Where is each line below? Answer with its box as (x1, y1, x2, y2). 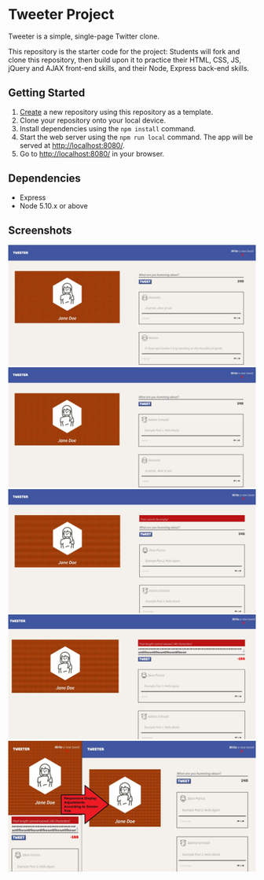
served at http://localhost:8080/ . (19, 140, 125, 150)
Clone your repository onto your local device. (19, 116, 167, 125)
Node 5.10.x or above (19, 201, 88, 210)
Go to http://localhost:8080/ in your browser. (19, 149, 165, 158)
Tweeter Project (8, 6, 115, 24)
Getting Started (8, 87, 86, 100)
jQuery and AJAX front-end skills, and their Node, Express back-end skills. (8, 63, 250, 72)
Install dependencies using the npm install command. (19, 123, 196, 133)
